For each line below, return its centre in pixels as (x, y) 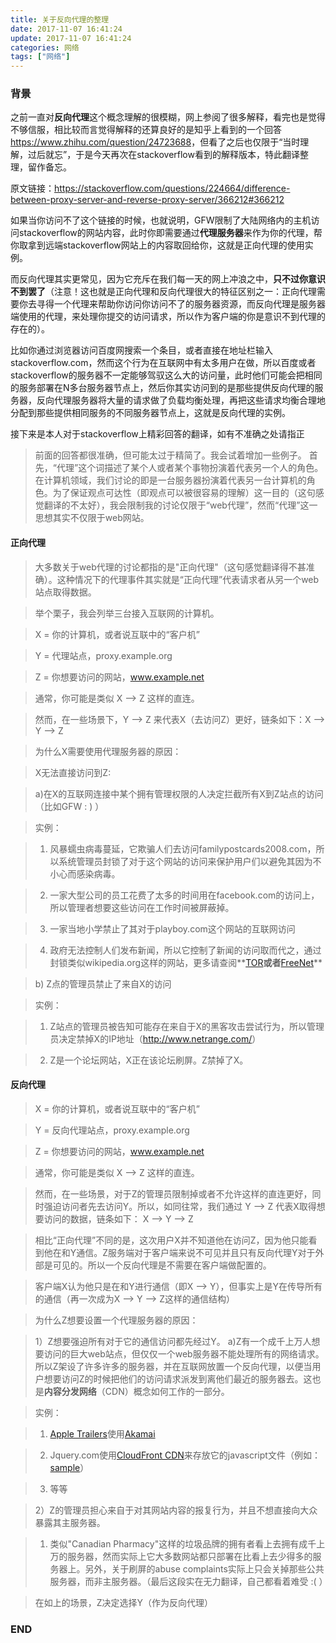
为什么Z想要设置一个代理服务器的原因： (116, 1320)
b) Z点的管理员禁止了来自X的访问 (103, 983)
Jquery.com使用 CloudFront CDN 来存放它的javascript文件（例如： (185, 1455)
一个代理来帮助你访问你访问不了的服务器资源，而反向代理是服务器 (189, 304)
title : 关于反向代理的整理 (60, 19)
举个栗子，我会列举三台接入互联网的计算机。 (127, 613)
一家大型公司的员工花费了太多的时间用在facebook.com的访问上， (184, 895)
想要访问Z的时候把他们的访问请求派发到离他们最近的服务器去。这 (178, 1378)
